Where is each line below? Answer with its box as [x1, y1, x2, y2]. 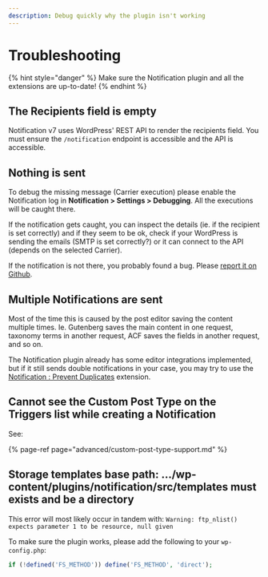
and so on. [8, 340, 44, 349]
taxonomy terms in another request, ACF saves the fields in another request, [8, 331, 260, 341]
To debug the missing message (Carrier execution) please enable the [8, 188, 236, 197]
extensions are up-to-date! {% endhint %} [8, 81, 147, 91]
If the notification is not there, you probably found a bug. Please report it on [8, 261, 258, 271]
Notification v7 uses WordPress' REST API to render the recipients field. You [8, 126, 259, 135]
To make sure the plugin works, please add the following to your [8, 536, 220, 546]
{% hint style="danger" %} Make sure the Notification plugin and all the [8, 73, 244, 83]
